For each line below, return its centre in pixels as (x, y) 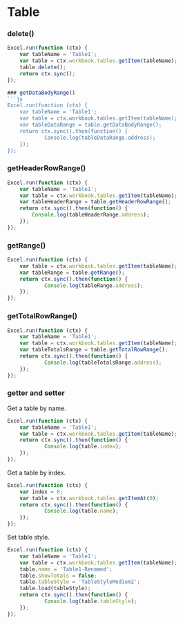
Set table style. (28, 538)
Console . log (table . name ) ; (81, 511)
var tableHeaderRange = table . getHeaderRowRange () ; (95, 202)
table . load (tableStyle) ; (55, 589)
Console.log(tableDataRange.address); (100, 138)
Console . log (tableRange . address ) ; (94, 285)
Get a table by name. (37, 408)
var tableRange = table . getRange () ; (73, 273)
